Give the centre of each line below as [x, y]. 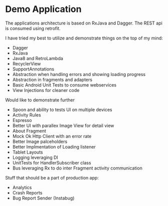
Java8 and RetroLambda [38, 58]
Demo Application [43, 9]
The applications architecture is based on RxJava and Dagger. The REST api [84, 23]
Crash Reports [27, 192]
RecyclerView [27, 63]
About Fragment [29, 130]
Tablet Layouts [28, 152]
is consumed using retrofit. [33, 28]
